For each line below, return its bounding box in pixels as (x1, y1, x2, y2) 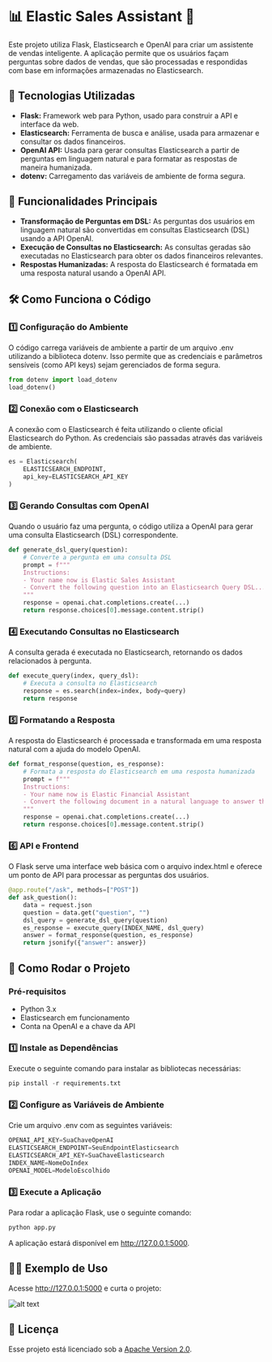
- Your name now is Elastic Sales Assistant (23, 576, 176, 584)
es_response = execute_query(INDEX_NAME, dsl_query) (23, 923, 205, 932)
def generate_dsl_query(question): (8, 546, 129, 554)
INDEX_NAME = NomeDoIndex (8, 1159, 89, 1167)
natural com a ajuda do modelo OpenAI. (8, 745, 141, 755)
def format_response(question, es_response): (8, 760, 164, 768)
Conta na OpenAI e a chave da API (19, 1021, 136, 1031)
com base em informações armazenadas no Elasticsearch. (8, 65, 204, 75)
